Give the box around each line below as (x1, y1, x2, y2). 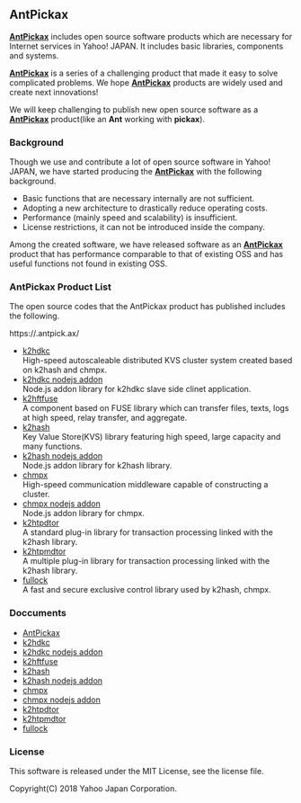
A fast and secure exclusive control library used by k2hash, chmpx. (22, 584, 271, 595)
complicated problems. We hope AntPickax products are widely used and (9, 76, 283, 88)
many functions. (22, 441, 83, 452)
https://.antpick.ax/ (9, 328, 79, 339)
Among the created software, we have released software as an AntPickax (9, 239, 283, 250)
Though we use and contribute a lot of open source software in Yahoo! (9, 156, 271, 167)
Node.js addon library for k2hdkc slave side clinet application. (22, 384, 252, 395)
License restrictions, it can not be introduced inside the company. (22, 222, 265, 233)
